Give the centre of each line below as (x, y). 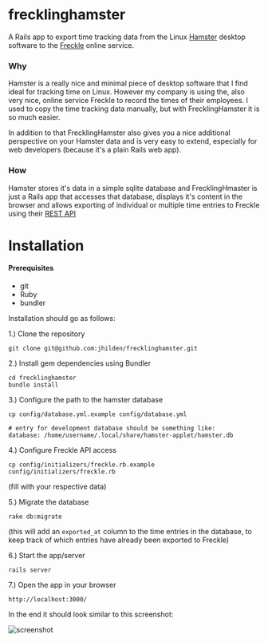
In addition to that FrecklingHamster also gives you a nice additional (120, 133)
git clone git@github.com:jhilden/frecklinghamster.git (103, 348)
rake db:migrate (35, 517)
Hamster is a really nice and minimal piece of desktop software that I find (128, 83)
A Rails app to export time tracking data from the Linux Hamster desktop (127, 37)
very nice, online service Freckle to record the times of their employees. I (128, 101)
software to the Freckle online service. (71, 45)
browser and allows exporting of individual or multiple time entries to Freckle (134, 204)
